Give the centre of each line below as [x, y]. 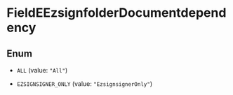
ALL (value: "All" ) [42, 70]
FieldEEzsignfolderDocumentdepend [116, 13]
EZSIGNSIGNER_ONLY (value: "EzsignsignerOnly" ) [84, 84]
